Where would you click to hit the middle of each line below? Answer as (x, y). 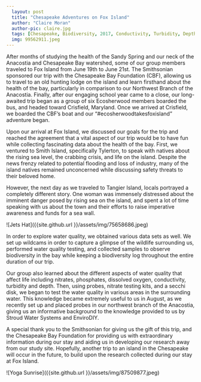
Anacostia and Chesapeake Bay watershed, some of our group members (96, 63)
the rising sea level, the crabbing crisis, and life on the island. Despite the (96, 157)
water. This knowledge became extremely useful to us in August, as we (94, 299)
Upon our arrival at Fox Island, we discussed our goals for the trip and (92, 132)
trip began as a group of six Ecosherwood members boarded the (106, 101)
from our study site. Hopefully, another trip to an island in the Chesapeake (97, 348)
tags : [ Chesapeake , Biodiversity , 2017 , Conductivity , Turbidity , (96, 34)
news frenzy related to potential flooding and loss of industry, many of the (98, 163)
